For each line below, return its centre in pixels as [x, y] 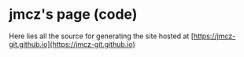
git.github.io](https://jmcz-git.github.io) [72, 44]
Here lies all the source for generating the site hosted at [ [102, 36]
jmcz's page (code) [73, 14]
